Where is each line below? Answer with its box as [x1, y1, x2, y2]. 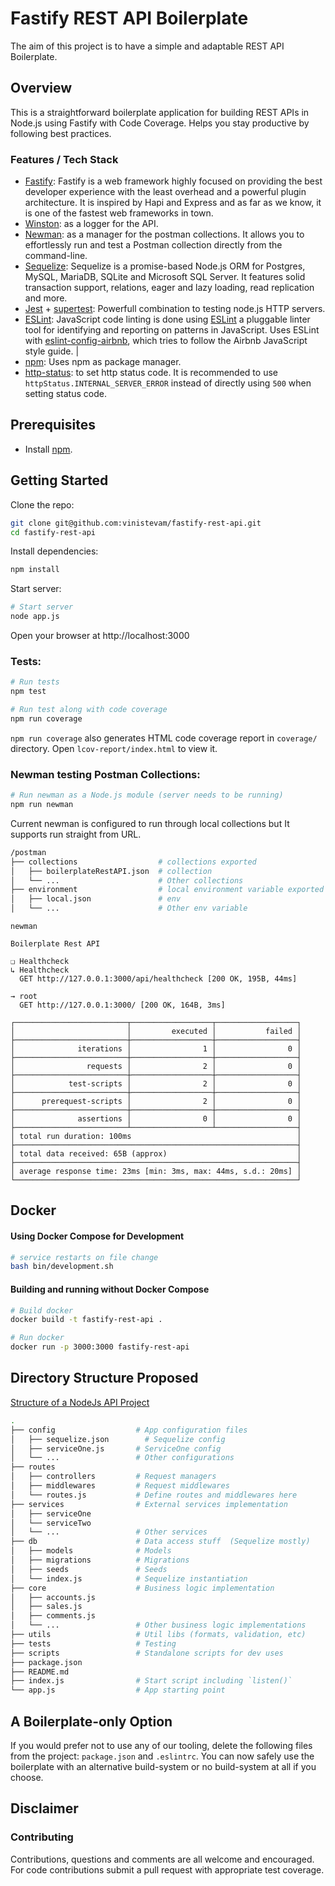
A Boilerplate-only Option [10, 1713, 173, 1730]
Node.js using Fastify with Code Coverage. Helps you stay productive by [10, 117, 310, 129]
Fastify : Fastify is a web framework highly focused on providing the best [24, 175, 323, 187]
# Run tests [10, 677, 60, 687]
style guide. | [24, 345, 80, 357]
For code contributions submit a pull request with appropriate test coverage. [10, 1863, 325, 1876]
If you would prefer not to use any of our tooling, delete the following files [10, 1739, 313, 1751]
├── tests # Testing [10, 1638, 177, 1649]
